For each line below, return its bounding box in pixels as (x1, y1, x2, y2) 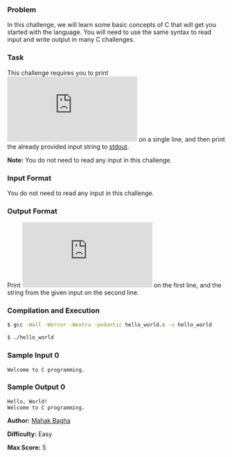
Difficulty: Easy (7, 429, 53, 438)
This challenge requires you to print (7, 68, 109, 77)
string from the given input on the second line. (7, 288, 139, 297)
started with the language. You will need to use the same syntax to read (7, 28, 212, 36)
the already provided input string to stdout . (7, 142, 130, 151)
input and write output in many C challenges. (7, 35, 135, 44)
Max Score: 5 (7, 443, 46, 451)
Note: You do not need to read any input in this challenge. (7, 156, 172, 164)
